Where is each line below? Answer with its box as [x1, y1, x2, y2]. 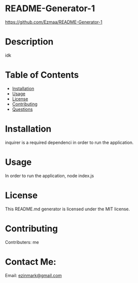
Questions [12, 106, 33, 112]
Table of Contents [5, 69, 79, 81]
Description [5, 36, 54, 47]
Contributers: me [5, 239, 39, 245]
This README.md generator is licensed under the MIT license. [5, 206, 130, 212]
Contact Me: [5, 256, 57, 267]
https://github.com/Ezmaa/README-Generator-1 [5, 19, 102, 25]
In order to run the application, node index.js [5, 173, 94, 179]
